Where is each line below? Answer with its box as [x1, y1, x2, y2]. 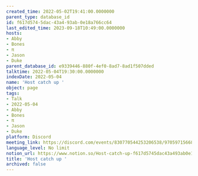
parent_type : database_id [6, 14, 70, 20]
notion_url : [6, 150, 35, 156]
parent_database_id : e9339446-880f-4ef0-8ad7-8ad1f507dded [6, 63, 154, 69]
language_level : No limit [6, 145, 70, 151]
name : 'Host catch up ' [6, 80, 65, 86]
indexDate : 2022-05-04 [6, 74, 62, 80]
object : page [6, 85, 38, 91]
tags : [6, 90, 19, 96]
